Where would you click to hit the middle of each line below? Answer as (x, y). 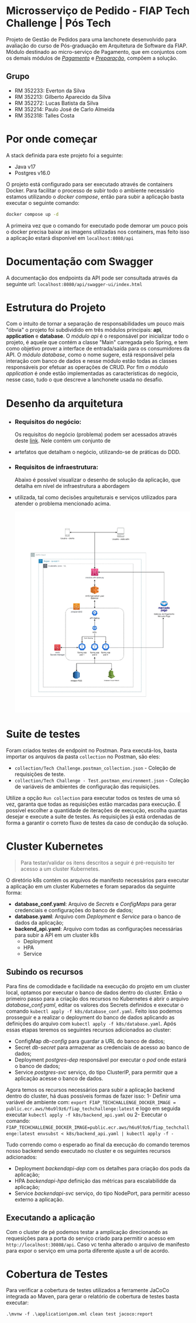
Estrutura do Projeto (56, 307)
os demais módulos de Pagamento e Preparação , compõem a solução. (92, 58)
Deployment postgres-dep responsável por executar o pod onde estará (100, 1060)
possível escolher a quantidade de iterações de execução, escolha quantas (97, 810)
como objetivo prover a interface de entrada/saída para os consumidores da (98, 349)
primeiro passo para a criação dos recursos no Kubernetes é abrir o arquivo (97, 998)
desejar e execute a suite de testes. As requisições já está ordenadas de (93, 816)
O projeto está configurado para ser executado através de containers (90, 184)
